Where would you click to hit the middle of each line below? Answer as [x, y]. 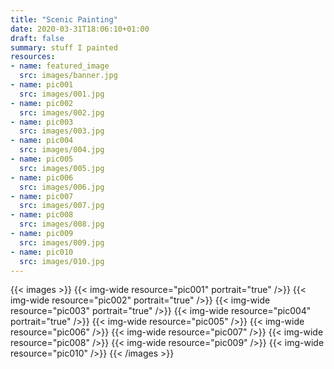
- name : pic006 [42, 177]
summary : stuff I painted [64, 47]
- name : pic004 [42, 141]
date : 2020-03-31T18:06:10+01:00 [80, 29]
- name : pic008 [42, 215]
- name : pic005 [42, 159]
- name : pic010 [42, 252]
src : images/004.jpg [62, 150]
